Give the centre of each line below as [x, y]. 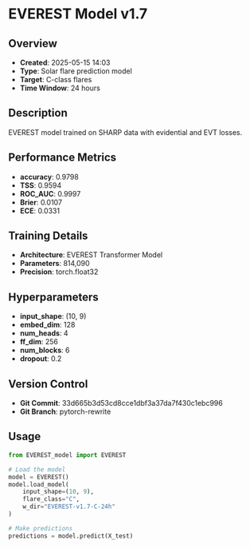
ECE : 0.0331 [40, 210]
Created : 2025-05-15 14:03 [65, 62]
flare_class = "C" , [51, 499]
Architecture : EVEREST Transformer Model [91, 255]
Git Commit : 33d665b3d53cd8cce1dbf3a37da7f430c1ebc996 [121, 403]
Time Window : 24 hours [60, 88]
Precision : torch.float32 [59, 272]
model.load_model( [39, 484]
